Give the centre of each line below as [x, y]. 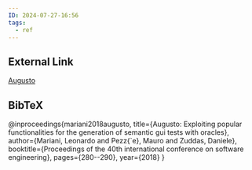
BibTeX [26, 105]
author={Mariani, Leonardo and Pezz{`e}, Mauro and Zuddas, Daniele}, [123, 141]
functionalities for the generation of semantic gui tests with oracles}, [119, 132]
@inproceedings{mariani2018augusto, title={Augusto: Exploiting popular [125, 124]
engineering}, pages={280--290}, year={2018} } [86, 157]
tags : [17, 23]
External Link [41, 61]
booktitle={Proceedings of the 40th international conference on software [126, 149]
